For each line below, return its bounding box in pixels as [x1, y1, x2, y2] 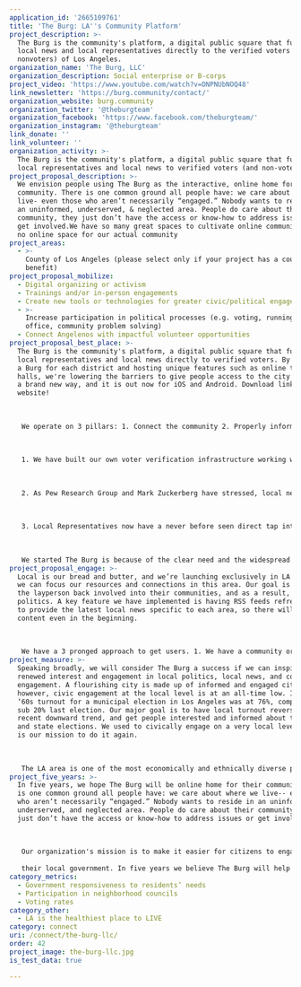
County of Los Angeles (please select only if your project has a [25, 255, 279, 265]
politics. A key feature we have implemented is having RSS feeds [17, 598, 271, 607]
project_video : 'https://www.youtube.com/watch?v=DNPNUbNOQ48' [9, 80, 251, 89]
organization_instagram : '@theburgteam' [9, 122, 163, 131]
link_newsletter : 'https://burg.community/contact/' [9, 88, 211, 97]
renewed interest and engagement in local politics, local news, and [17, 672, 282, 681]
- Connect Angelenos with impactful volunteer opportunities [17, 330, 251, 339]
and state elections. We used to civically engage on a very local [17, 722, 275, 731]
